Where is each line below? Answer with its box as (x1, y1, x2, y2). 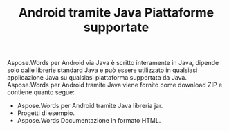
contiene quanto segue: (7, 88, 75, 96)
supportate (83, 19, 149, 35)
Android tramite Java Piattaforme (18, 5, 214, 21)
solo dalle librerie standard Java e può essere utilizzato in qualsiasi (7, 66, 198, 74)
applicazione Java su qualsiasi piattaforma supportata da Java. (7, 73, 187, 82)
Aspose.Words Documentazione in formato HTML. (17, 116, 161, 125)
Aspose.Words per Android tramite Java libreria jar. (17, 102, 163, 110)
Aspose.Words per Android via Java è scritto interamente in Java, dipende (7, 59, 219, 67)
